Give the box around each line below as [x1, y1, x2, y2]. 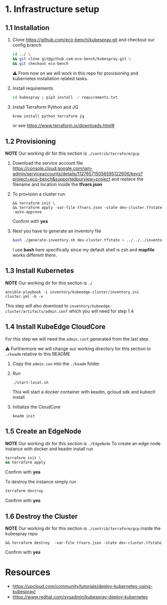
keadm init [12, 413, 35, 419]
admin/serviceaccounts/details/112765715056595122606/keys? [12, 171, 143, 177]
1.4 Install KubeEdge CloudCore [5, 323, 106, 331]
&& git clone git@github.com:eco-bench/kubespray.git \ [12, 56, 131, 61]
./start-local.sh [12, 380, 49, 385]
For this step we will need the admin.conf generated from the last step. [5, 336, 150, 342]
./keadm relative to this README [5, 351, 71, 357]
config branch [12, 42, 41, 48]
